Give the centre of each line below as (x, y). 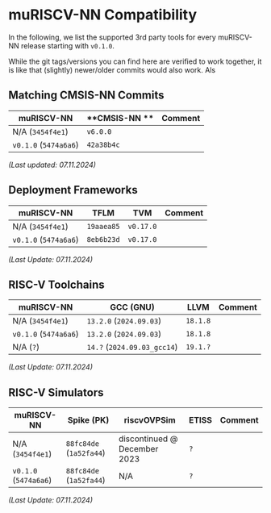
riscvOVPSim (150, 420)
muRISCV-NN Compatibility (103, 15)
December (138, 449)
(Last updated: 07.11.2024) (52, 165)
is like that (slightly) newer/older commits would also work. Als (112, 69)
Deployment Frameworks (73, 190)
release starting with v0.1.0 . (68, 45)
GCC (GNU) (132, 307)
